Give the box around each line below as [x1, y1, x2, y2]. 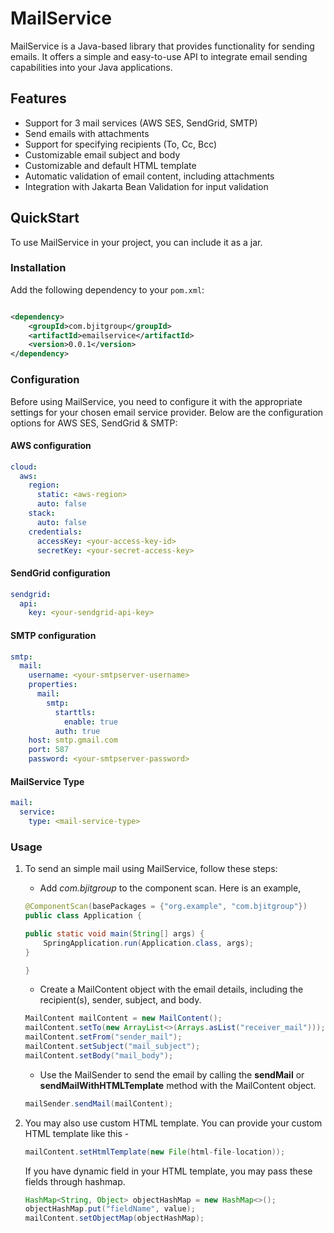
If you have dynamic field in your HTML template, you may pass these [24, 1165, 313, 1177]
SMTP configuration [10, 629, 97, 641]
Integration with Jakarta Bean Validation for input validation [24, 180, 269, 192]
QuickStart [10, 210, 80, 227]
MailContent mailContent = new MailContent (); [24, 1013, 223, 1024]
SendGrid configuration [10, 567, 111, 579]
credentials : [28, 527, 83, 537]
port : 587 [28, 745, 70, 755]
